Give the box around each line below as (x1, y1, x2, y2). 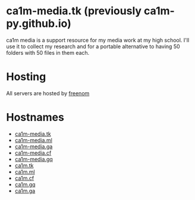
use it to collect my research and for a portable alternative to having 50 (6, 43, 180, 50)
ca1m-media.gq (14, 155, 54, 162)
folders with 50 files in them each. (6, 49, 90, 56)
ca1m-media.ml (14, 136, 52, 143)
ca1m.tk (14, 162, 34, 169)
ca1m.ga (14, 187, 36, 194)
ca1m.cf (14, 174, 34, 182)
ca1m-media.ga (14, 143, 53, 150)
